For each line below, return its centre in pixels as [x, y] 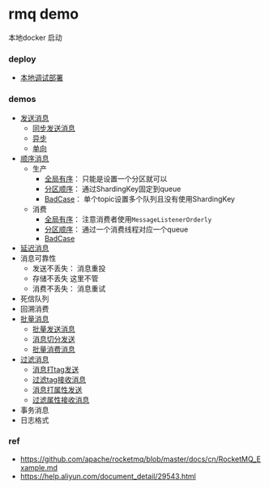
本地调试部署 [41, 78]
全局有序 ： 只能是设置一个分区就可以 [106, 178]
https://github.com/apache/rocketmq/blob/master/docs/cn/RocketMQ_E [141, 459]
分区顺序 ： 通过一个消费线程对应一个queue [116, 229]
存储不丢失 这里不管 [65, 278]
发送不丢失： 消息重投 [69, 268]
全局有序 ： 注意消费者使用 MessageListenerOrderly [128, 219]
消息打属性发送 [57, 389]
